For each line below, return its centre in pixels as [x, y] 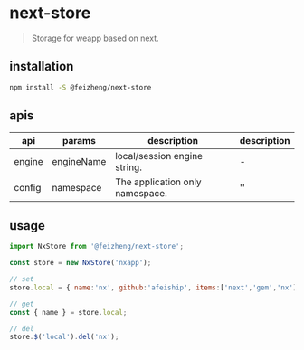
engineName [79, 162]
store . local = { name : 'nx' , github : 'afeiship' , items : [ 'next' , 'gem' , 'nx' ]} [155, 288]
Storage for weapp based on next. [95, 38]
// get [22, 304]
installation [42, 66]
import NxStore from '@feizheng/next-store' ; [96, 247]
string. [128, 167]
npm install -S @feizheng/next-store [81, 87]
